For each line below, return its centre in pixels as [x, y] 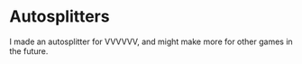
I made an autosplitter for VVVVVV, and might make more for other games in [151, 41]
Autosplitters [59, 17]
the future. [29, 50]
